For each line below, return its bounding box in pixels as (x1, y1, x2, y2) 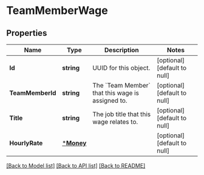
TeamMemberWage (6, 4, 108, 18)
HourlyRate (9, 139, 43, 147)
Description (104, 46, 139, 54)
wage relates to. (92, 118, 138, 126)
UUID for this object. (92, 64, 151, 72)
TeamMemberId (9, 89, 56, 97)
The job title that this (92, 110, 151, 118)
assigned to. (92, 97, 127, 105)
